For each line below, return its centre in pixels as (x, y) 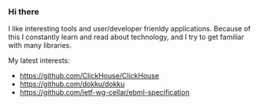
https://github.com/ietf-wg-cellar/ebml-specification (105, 92)
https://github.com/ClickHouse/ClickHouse (89, 76)
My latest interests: (39, 60)
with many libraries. (40, 45)
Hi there (24, 12)
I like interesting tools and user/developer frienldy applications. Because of (129, 29)
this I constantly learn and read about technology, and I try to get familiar (126, 37)
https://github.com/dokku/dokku (72, 84)
